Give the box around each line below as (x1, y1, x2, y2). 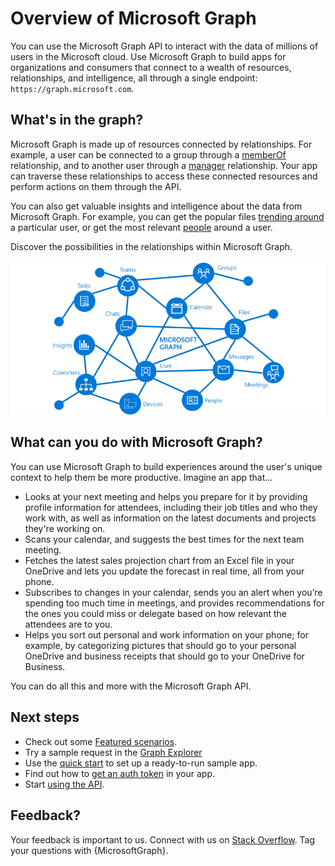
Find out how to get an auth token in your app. (24, 767, 215, 779)
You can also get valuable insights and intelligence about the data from (10, 200, 303, 212)
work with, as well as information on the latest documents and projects (24, 512, 317, 524)
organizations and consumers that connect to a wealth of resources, (10, 61, 292, 73)
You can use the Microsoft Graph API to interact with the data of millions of (10, 40, 319, 52)
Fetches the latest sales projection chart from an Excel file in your (24, 554, 295, 566)
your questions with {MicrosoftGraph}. (10, 844, 169, 856)
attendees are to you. (24, 618, 113, 630)
